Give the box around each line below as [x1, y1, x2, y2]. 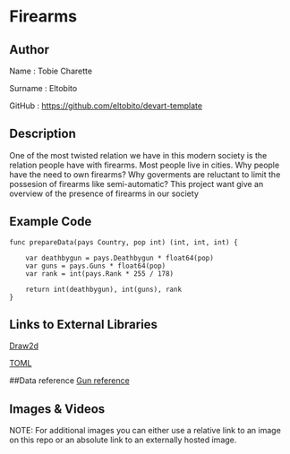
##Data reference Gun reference [9, 375, 130, 386]
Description [9, 126, 76, 141]
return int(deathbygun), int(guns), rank [25, 285, 182, 294]
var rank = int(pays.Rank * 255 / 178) [25, 269, 175, 278]
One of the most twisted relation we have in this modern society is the [9, 150, 268, 160]
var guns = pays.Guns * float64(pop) [25, 261, 166, 270]
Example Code [9, 214, 92, 229]
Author [9, 42, 49, 57]
